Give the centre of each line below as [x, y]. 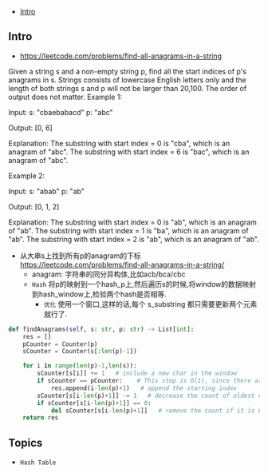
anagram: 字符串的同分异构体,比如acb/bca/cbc [108, 274]
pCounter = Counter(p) [60, 344]
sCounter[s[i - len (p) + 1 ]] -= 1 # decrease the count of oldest [146, 395]
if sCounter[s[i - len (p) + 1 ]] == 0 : [94, 403]
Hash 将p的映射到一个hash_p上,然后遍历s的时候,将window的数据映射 [144, 284]
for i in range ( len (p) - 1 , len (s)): [80, 366]
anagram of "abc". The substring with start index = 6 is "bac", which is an [129, 152]
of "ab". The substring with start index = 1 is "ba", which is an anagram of [128, 230]
